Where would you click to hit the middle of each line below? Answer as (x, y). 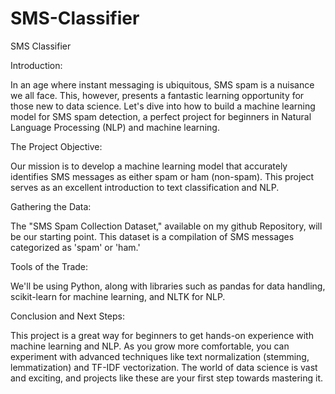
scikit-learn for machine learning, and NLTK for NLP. (118, 296)
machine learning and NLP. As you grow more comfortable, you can (150, 346)
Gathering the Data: (51, 206)
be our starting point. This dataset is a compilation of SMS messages (152, 236)
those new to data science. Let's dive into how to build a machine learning (163, 106)
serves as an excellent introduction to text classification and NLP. (145, 187)
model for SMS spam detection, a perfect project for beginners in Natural (161, 116)
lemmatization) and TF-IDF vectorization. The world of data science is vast (164, 367)
